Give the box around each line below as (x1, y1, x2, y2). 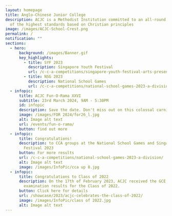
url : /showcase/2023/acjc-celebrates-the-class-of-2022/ (18, 193, 143, 198)
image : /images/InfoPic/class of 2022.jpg (18, 198, 111, 203)
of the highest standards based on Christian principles (10, 21, 134, 27)
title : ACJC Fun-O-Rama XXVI (18, 93, 81, 98)
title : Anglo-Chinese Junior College (5, 12, 86, 17)
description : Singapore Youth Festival (28, 64, 114, 70)
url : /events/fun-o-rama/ (18, 121, 74, 127)
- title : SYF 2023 (24, 60, 63, 65)
